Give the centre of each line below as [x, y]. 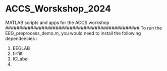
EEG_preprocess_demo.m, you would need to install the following [73, 33]
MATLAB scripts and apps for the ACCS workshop [57, 22]
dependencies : [21, 38]
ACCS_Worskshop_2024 [58, 9]
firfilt [17, 53]
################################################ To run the [84, 27]
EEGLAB [21, 48]
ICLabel [20, 58]
